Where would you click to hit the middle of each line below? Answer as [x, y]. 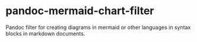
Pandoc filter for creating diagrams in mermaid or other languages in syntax [98, 27]
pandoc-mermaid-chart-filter [80, 11]
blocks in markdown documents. [45, 33]
